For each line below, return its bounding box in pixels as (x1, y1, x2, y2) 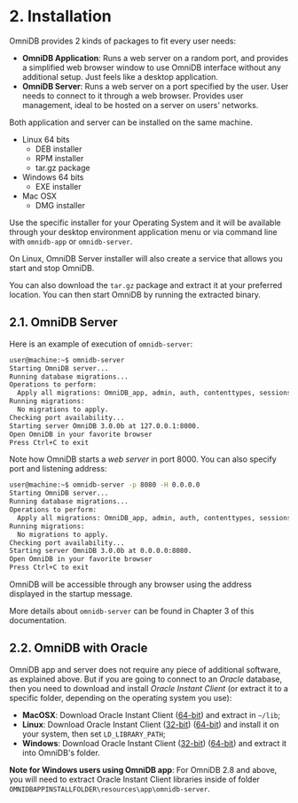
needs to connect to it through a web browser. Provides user (21, 90, 244, 101)
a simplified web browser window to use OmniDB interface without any (21, 62, 282, 73)
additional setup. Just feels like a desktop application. (21, 71, 219, 82)
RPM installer (35, 152, 84, 163)
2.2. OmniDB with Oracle (9, 641, 148, 656)
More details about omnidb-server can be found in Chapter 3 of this (9, 605, 255, 616)
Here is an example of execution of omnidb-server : (9, 339, 193, 349)
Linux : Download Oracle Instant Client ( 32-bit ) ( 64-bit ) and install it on (21, 719, 279, 729)
